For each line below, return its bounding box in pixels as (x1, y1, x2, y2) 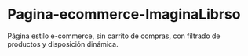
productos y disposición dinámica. (7, 39, 119, 48)
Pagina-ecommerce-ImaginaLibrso (7, 5, 241, 23)
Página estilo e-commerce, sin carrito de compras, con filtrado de (7, 31, 221, 40)
